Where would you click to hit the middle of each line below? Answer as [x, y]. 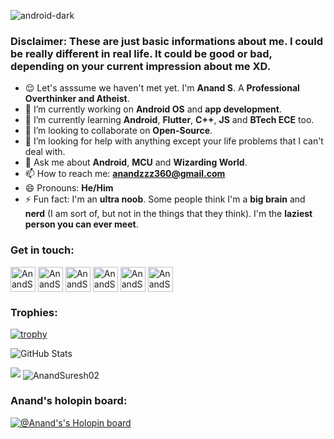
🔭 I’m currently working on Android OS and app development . [153, 109]
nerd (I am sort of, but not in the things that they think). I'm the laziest [168, 214]
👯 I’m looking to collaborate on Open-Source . [118, 131]
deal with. [45, 152]
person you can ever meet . [81, 224]
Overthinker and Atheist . [77, 99]
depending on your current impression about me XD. [141, 66]
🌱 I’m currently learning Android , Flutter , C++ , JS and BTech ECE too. [169, 120]
